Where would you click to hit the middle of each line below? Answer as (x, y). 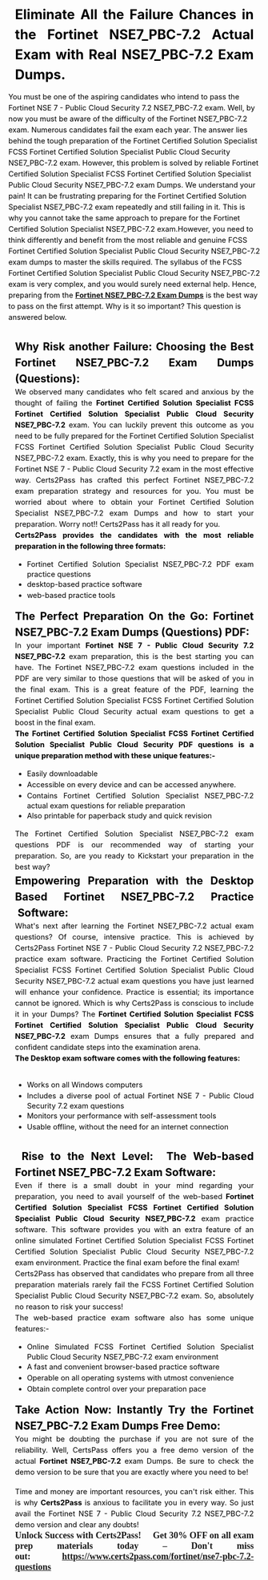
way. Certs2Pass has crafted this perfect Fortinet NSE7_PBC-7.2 (134, 480)
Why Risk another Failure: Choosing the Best (134, 347)
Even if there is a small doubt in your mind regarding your (134, 1186)
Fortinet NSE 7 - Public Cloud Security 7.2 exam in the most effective (134, 469)
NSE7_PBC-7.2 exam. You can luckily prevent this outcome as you (134, 425)
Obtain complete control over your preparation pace (116, 1389)
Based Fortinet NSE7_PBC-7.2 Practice (134, 897)
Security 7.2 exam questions (76, 1106)
